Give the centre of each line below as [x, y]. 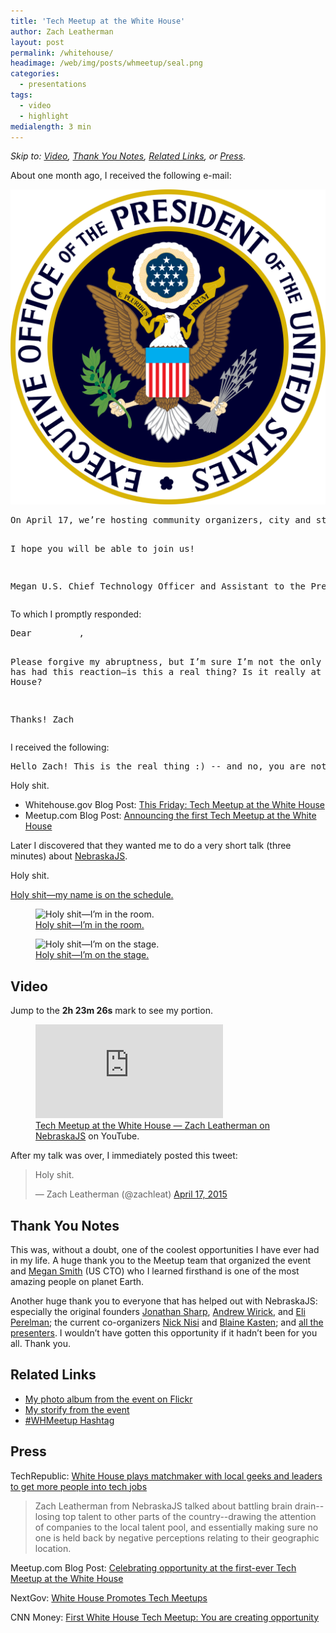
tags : [21, 95]
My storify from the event [77, 1409]
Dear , [47, 633]
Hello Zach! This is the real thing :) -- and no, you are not [168, 766]
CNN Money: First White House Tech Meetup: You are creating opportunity [165, 1617]
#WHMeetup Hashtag [69, 1420]
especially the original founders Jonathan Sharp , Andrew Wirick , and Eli [158, 1311]
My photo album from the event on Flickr [108, 1399]
